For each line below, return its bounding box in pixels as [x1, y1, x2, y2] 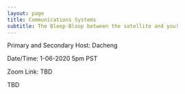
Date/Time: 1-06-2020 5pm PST [7, 54, 98, 63]
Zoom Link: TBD [7, 67, 53, 76]
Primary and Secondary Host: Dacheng [7, 42, 118, 50]
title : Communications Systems [7, 16, 97, 23]
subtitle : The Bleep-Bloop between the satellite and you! [7, 22, 180, 29]
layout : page [7, 10, 45, 17]
